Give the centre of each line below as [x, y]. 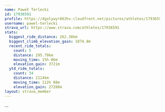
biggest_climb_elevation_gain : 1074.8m [50, 42]
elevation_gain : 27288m [38, 87]
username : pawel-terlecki [31, 23]
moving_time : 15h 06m [35, 60]
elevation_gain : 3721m [37, 64]
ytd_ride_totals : [27, 69]
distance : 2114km [31, 78]
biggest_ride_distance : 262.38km [43, 37]
